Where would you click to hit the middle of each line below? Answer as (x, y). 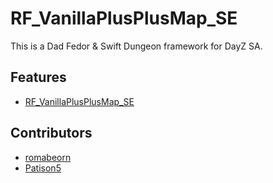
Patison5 (43, 168)
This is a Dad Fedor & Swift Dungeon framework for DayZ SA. (136, 46)
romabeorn (48, 157)
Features (38, 77)
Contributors (51, 133)
